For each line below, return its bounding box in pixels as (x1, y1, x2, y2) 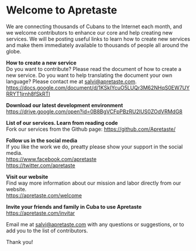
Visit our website (6, 173, 49, 180)
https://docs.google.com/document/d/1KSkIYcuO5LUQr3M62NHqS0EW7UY (6, 84, 190, 91)
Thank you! (6, 238, 33, 245)
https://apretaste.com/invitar (6, 209, 75, 216)
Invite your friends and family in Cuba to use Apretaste (6, 203, 142, 210)
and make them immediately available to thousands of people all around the (6, 42, 188, 49)
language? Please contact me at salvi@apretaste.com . (6, 77, 137, 85)
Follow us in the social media (6, 137, 78, 144)
